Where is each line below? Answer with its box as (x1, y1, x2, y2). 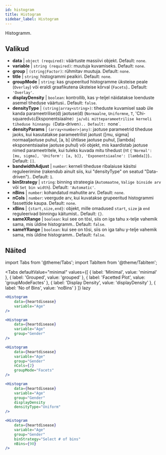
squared (12, 116, 30, 122)
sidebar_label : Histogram (5, 16, 58, 21)
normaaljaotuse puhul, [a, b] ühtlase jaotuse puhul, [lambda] (12, 137, 135, 143)
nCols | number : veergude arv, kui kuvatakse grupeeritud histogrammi (12, 195, 154, 201)
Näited (5, 246, 26, 255)
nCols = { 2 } (14, 363, 35, 368)
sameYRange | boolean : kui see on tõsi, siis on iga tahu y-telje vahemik (12, 227, 158, 232)
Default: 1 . (32, 174, 54, 180)
